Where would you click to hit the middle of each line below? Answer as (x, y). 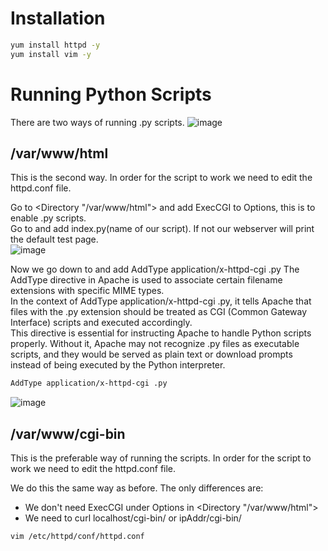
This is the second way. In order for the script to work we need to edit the (161, 178)
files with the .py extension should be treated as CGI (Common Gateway (159, 312)
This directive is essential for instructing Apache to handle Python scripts (161, 333)
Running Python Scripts (111, 94)
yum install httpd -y (55, 45)
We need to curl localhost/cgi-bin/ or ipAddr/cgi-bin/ (133, 518)
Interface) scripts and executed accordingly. (101, 323)
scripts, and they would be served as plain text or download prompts (151, 354)
